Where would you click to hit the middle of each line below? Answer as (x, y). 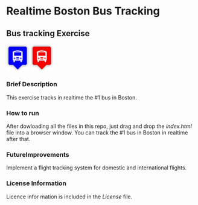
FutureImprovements (38, 154)
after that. (18, 139)
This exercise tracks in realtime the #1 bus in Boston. (72, 97)
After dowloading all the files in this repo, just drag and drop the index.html (99, 126)
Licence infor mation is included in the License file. (69, 197)
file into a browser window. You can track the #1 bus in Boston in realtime (97, 132)
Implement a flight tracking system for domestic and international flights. (97, 168)
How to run (23, 113)
